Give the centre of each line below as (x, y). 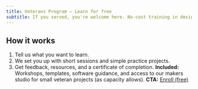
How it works (31, 41)
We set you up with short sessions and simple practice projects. (92, 61)
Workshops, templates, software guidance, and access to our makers (99, 73)
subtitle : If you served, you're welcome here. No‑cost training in (92, 17)
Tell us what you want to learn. (52, 55)
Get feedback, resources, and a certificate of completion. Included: (97, 67)
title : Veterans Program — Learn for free (59, 11)
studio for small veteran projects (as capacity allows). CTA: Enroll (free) (101, 80)
